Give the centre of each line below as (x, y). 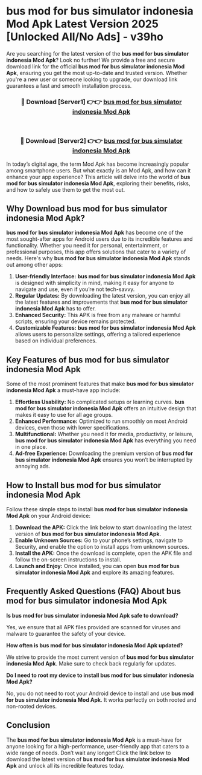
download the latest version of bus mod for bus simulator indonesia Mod (98, 759)
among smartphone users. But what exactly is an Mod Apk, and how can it (99, 170)
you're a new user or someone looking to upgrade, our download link (92, 79)
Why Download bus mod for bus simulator (87, 208)
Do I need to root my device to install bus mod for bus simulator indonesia (100, 675)
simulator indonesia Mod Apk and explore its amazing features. (95, 572)
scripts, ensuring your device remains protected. (75, 321)
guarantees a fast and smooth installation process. (69, 85)
